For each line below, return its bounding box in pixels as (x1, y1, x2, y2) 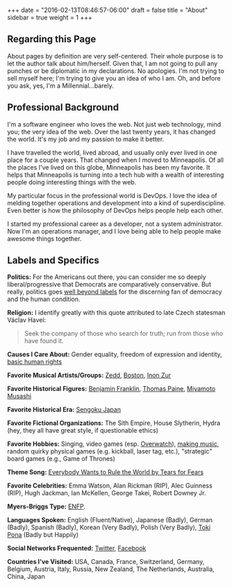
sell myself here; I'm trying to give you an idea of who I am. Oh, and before (7, 74, 221, 82)
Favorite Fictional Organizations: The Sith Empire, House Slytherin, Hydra (7, 419, 221, 427)
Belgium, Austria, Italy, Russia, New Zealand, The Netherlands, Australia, (7, 565, 215, 573)
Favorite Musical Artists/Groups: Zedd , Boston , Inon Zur (7, 371, 172, 380)
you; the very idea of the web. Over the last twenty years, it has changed (7, 127, 216, 136)
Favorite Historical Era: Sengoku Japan (7, 405, 122, 414)
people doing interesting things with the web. (7, 177, 137, 186)
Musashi (7, 392, 32, 401)
